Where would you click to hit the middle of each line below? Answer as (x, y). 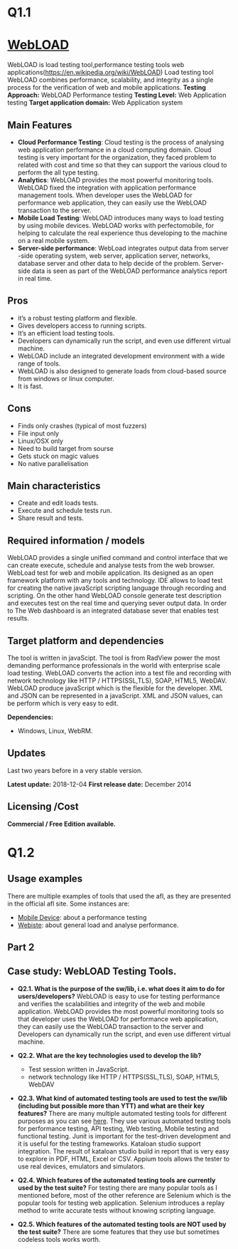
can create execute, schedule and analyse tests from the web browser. (111, 565)
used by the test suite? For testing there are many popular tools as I (118, 1188)
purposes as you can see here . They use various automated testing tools (124, 1121)
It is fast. (30, 386)
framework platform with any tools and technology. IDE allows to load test (115, 581)
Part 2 (21, 947)
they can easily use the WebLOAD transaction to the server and (110, 1026)
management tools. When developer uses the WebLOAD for (105, 195)
